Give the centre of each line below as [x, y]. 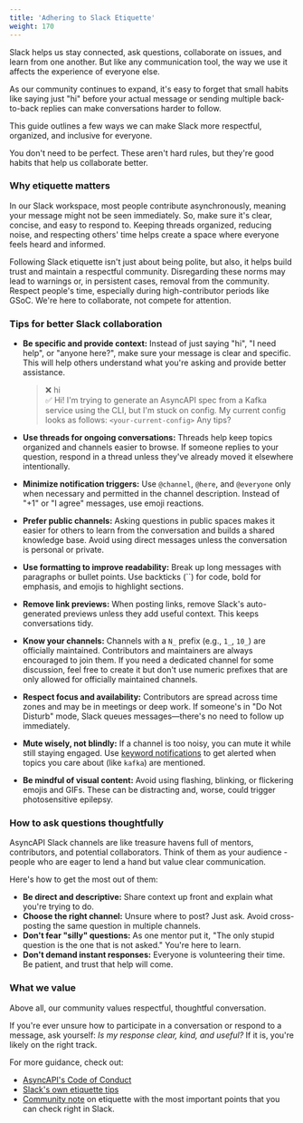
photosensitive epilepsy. [68, 799]
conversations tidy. [58, 624]
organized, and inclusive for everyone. [81, 135]
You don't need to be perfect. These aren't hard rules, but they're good [142, 153]
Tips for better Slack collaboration [86, 324]
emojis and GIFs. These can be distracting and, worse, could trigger [149, 790]
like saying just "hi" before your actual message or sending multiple [135, 98]
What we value [43, 988]
